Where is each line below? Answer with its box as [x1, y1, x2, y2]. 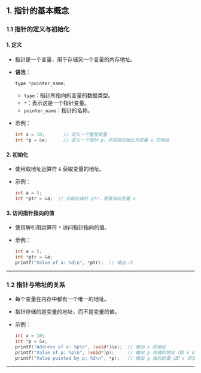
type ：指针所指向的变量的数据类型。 [23, 92, 114, 99]
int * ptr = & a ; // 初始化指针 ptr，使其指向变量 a [14, 195, 136, 202]
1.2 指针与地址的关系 [6, 281, 66, 289]
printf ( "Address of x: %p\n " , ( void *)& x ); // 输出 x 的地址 [14, 344, 166, 350]
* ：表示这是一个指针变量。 [23, 100, 90, 107]
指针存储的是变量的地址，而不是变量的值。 [14, 308, 120, 315]
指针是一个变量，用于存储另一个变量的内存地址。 [14, 56, 136, 63]
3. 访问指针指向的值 [6, 209, 55, 216]
